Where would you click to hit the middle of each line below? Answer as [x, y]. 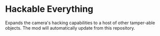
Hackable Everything [49, 9]
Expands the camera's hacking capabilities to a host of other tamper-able [80, 23]
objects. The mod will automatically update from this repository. [70, 28]
